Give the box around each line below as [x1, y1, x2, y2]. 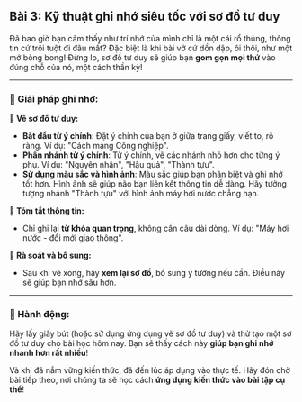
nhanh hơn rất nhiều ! [9, 348, 89, 359]
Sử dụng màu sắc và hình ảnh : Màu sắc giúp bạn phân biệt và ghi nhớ [22, 169, 283, 180]
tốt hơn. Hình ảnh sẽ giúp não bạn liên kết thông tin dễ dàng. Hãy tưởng [22, 178, 288, 189]
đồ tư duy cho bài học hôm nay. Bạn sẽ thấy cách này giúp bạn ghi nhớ [9, 338, 274, 349]
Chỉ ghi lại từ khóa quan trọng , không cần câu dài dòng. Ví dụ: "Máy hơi [22, 223, 289, 234]
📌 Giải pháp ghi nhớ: [9, 92, 99, 105]
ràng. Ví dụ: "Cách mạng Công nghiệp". [22, 141, 169, 151]
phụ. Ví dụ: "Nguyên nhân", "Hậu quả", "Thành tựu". [22, 160, 215, 170]
